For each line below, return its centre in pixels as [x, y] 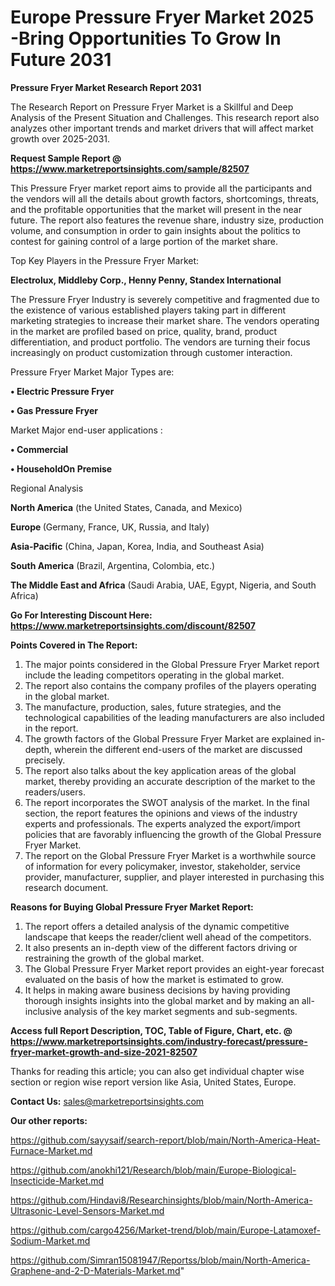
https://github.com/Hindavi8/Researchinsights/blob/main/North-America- [161, 1200]
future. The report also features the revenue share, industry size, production [167, 220]
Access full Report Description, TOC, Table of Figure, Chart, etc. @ [151, 1030]
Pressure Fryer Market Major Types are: [92, 372]
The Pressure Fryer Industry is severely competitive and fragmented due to [165, 299]
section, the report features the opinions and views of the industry [161, 813]
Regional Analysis [47, 488]
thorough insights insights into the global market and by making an [162, 1000]
